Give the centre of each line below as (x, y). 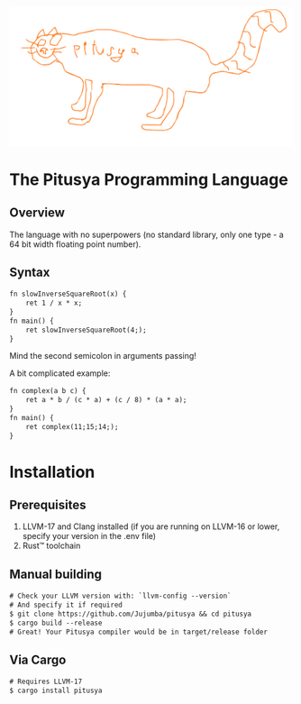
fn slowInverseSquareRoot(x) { (68, 294)
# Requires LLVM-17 (46, 682)
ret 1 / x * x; (54, 303)
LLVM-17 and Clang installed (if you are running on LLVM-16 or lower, (151, 526)
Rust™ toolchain (51, 546)
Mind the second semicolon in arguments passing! (103, 356)
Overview (37, 213)
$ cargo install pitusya (56, 691)
